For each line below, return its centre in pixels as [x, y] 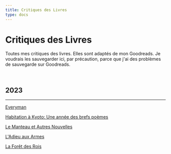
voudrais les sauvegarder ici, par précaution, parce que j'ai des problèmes [83, 59]
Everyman [16, 107]
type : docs [17, 15]
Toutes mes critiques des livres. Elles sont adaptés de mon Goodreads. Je [83, 54]
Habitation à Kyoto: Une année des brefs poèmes [57, 117]
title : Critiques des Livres [36, 10]
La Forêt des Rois [23, 146]
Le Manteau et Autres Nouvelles [39, 127]
